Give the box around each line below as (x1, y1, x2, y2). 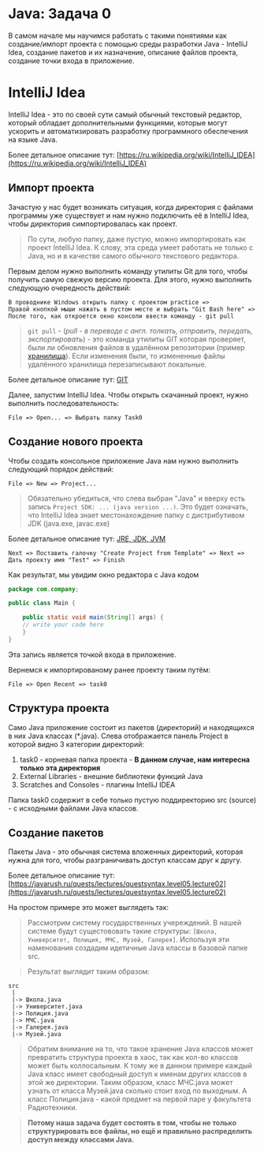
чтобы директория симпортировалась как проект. (8, 218, 178, 229)
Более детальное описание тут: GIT (8, 375, 128, 384)
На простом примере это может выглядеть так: (8, 903, 169, 912)
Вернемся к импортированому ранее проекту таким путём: (8, 665, 211, 674)
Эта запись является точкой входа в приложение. (8, 650, 177, 659)
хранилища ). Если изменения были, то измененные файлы (27, 351, 226, 360)
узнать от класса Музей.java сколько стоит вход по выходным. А (27, 1086, 247, 1096)
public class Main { (8, 599, 76, 607)
